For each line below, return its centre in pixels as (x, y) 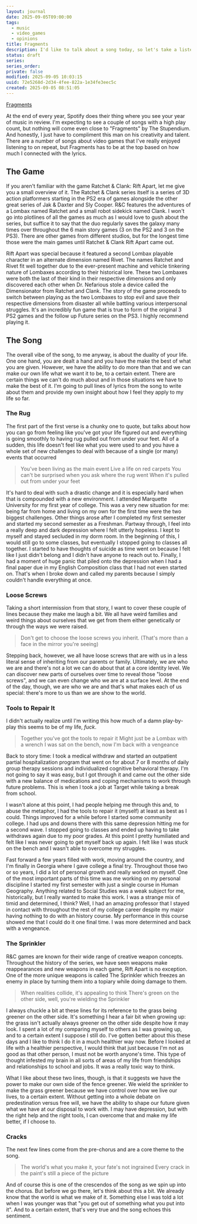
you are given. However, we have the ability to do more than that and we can (98, 367)
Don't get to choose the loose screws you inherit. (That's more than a (104, 638)
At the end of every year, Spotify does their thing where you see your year (96, 116)
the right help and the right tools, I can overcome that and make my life (91, 1115)
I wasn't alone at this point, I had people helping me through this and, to (93, 805)
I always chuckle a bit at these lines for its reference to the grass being (91, 1010)
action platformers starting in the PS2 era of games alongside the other (92, 198)
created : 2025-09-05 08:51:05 (43, 88)
